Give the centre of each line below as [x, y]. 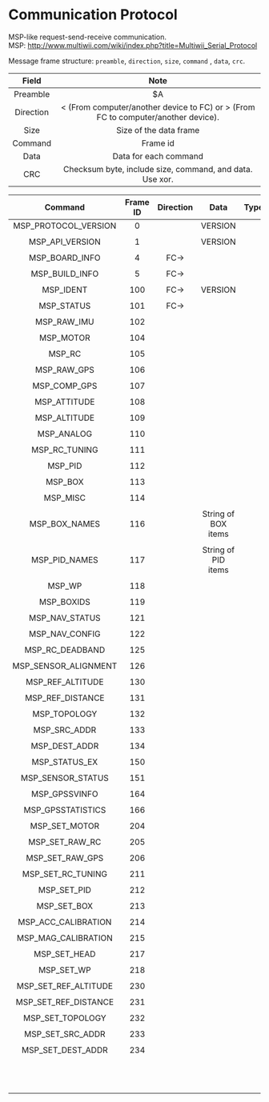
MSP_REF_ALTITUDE [64, 682]
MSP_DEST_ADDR [65, 746]
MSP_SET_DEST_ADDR [64, 1050]
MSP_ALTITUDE [64, 418]
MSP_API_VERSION [65, 242]
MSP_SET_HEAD [64, 954]
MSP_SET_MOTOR [65, 826]
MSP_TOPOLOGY [64, 714]
